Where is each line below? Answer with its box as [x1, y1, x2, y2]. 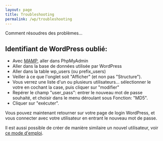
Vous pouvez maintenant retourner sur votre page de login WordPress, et [5, 110, 155, 116]
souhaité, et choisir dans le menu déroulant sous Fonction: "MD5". [12, 95, 148, 101]
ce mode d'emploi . [5, 130, 44, 136]
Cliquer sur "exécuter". [12, 100, 60, 106]
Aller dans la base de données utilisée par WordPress [12, 63, 122, 69]
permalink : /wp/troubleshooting [5, 16, 72, 21]
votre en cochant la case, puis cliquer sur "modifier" [12, 84, 120, 90]
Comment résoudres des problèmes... [5, 30, 83, 36]
